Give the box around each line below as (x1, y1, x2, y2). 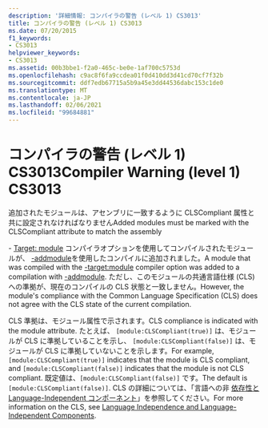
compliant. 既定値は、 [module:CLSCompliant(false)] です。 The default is (8, 373, 248, 382)
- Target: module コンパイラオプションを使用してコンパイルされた (8, 243, 226, 252)
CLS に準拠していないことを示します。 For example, (44, 345, 214, 355)
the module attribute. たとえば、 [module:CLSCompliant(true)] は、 (8, 325, 230, 335)
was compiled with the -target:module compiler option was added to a (8, 262, 240, 272)
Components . (51, 410, 97, 420)
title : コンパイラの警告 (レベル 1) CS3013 (8, 19, 142, 27)
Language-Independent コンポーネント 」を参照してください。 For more (8, 393, 244, 402)
